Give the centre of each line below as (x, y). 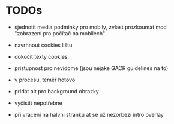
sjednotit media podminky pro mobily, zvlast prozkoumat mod (91, 27)
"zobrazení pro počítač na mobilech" (60, 33)
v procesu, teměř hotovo (45, 80)
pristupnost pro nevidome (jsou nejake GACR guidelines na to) (91, 68)
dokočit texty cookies (41, 56)
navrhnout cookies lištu (43, 45)
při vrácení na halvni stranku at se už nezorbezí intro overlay (89, 114)
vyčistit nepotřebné (38, 103)
